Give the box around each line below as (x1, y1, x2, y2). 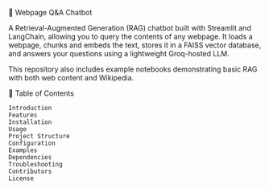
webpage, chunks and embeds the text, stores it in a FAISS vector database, (8, 40, 262, 50)
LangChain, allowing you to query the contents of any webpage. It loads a (8, 32, 254, 41)
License (8, 175, 35, 183)
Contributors (8, 167, 52, 175)
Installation (8, 118, 52, 126)
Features (8, 111, 38, 119)
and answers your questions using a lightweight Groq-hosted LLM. (8, 49, 230, 58)
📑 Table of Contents (8, 88, 75, 98)
